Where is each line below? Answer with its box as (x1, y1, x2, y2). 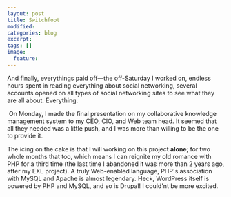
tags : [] (7, 42, 32, 49)
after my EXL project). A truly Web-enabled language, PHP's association (7, 167, 212, 175)
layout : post (7, 10, 45, 17)
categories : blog (7, 29, 57, 37)
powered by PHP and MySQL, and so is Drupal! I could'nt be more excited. (7, 181, 219, 190)
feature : (13, 55, 39, 62)
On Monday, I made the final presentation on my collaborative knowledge (8, 109, 217, 118)
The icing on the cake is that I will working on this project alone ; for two (7, 144, 210, 153)
